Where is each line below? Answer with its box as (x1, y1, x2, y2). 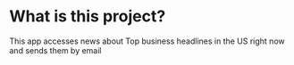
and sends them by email (9, 45, 102, 55)
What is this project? (9, 6, 166, 27)
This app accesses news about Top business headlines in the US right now (9, 36, 285, 46)
